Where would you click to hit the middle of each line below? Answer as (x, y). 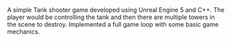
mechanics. (23, 31)
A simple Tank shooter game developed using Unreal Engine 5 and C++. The (116, 10)
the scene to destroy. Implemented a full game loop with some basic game (113, 24)
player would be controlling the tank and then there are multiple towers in (111, 17)
